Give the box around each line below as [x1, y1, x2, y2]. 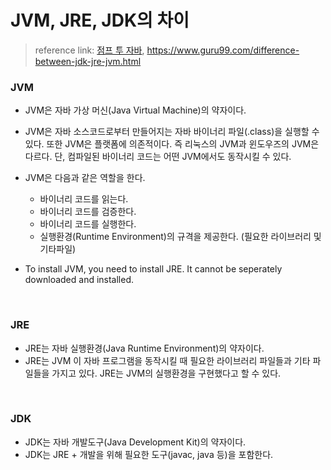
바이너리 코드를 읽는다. [39, 193, 129, 205]
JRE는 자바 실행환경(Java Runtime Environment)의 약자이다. [24, 342, 265, 354]
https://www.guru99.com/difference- [146, 44, 300, 56]
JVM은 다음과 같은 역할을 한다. [24, 172, 146, 184]
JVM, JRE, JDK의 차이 [10, 9, 190, 32]
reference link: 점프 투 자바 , [34, 44, 145, 56]
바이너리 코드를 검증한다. [39, 206, 137, 218]
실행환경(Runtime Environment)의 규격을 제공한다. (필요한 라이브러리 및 [39, 231, 322, 243]
